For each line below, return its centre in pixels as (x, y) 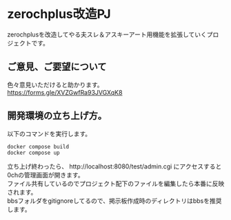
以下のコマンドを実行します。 (49, 133)
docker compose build (38, 146)
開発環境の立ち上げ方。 (57, 116)
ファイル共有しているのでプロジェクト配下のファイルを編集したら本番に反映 (116, 184)
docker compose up (33, 153)
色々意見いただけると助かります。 (55, 85)
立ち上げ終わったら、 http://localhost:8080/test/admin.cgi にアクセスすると (114, 166)
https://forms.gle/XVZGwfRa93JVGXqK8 (65, 92)
